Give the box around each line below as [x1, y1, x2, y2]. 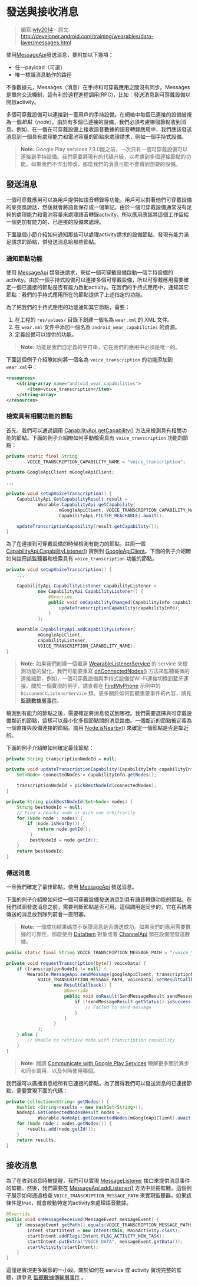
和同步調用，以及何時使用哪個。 [20, 1067, 98, 1074]
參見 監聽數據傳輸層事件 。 [21, 1274, 87, 1281]
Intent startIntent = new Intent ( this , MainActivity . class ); [27, 1228, 181, 1233]
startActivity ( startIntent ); [27, 1244, 99, 1250]
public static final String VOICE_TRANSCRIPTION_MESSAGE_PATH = [6, 949, 167, 955]
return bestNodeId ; [16, 848, 65, 854]
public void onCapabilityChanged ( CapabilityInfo [48, 599, 170, 605]
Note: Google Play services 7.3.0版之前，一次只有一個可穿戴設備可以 [20, 145, 188, 152]
